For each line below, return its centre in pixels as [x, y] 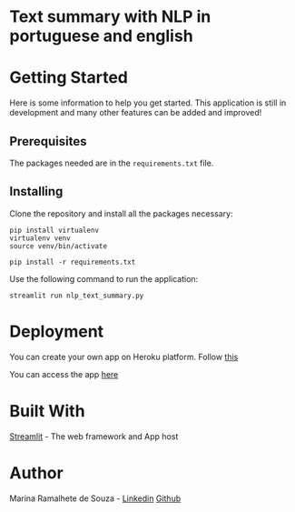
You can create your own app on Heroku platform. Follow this [124, 356]
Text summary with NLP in [110, 17]
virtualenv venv [40, 238]
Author [36, 472]
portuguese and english [101, 36]
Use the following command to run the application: [104, 278]
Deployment [57, 331]
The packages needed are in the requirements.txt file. [112, 163]
